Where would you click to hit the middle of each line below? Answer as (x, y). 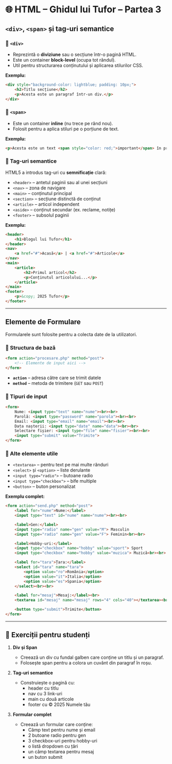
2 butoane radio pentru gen (57, 735)
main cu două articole (51, 699)
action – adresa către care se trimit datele (57, 378)
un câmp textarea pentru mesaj (61, 751)
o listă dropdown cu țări (53, 746)
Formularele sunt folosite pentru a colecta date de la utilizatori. (71, 334)
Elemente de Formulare (43, 322)
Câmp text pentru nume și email (62, 730)
